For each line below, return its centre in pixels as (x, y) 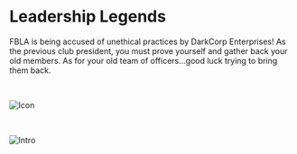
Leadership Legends (88, 17)
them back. (30, 70)
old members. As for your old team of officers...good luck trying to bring (144, 60)
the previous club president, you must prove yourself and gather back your (148, 50)
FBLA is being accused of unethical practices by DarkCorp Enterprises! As (148, 41)
